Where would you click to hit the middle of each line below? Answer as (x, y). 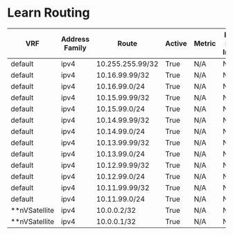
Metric (205, 43)
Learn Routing (49, 13)
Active (176, 43)
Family (75, 48)
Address (76, 39)
